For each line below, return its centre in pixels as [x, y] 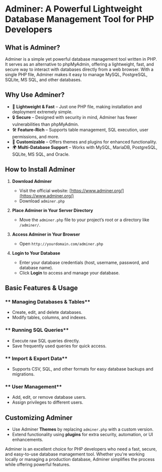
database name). [36, 267]
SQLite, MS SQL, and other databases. [43, 80]
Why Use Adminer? [35, 95]
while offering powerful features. [38, 465]
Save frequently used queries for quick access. [59, 346]
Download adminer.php [42, 201]
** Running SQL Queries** [37, 330]
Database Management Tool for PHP [80, 19]
